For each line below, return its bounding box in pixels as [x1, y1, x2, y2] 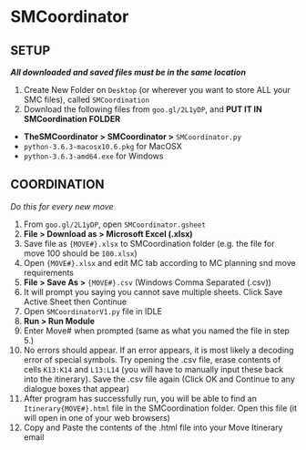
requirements [23, 267, 74, 278]
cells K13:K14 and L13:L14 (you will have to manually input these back [23, 363, 284, 374]
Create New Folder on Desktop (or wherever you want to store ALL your [23, 85, 291, 95]
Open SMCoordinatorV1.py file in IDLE [23, 305, 163, 316]
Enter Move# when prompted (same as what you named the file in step [23, 325, 291, 336]
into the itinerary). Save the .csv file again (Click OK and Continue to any [23, 373, 295, 384]
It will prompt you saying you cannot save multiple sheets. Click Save [23, 286, 283, 297]
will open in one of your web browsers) [23, 412, 171, 423]
